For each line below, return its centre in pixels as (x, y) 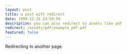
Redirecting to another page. (34, 46)
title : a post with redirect (35, 14)
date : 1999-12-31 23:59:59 (33, 19)
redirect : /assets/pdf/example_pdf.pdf (46, 28)
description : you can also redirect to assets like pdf (63, 23)
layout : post (18, 10)
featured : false (22, 32)
